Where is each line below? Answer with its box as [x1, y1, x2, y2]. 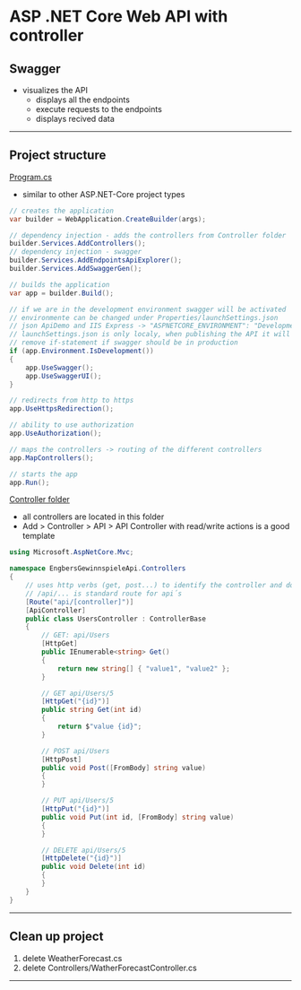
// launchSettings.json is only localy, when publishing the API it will [9, 330, 291, 339]
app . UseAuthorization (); [9, 429, 102, 439]
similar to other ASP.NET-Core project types [21, 188, 185, 199]
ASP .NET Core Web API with [9, 6, 228, 27]
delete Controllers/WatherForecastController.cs [21, 962, 197, 973]
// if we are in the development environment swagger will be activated [9, 305, 287, 314]
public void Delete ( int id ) [41, 863, 146, 872]
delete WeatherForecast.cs [21, 952, 123, 963]
